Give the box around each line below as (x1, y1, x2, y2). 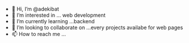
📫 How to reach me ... (11, 31, 66, 37)
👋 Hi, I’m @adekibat (11, 6, 60, 12)
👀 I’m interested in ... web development (11, 12, 106, 19)
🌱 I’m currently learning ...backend (11, 18, 95, 24)
